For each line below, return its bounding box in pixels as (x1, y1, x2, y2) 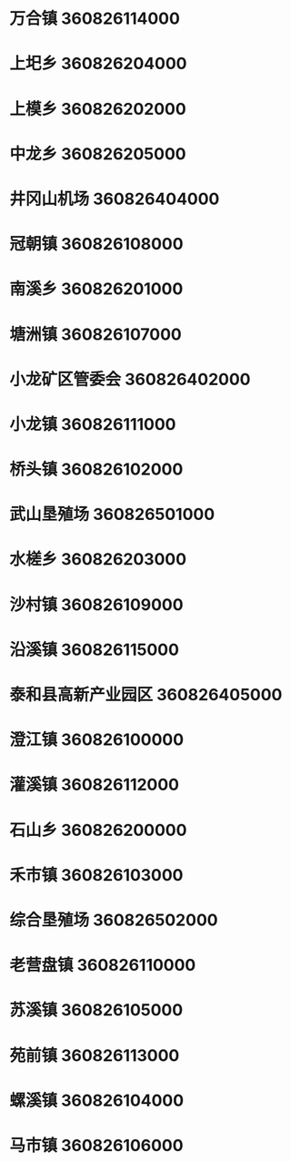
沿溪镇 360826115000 (9, 639, 180, 660)
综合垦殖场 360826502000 (9, 910, 218, 930)
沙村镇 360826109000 (9, 594, 184, 615)
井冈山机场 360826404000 (9, 189, 220, 209)
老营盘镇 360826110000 (9, 955, 196, 975)
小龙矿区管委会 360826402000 (9, 369, 251, 390)
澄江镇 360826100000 (9, 729, 185, 750)
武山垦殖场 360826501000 (9, 505, 216, 525)
